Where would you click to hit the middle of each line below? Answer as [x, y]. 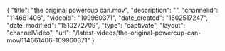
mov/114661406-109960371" [48, 40]
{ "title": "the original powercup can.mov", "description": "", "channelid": [112, 10]
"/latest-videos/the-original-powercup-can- [137, 33]
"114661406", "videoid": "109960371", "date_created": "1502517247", [107, 18]
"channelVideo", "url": [39, 33]
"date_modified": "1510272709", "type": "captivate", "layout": [96, 25]
